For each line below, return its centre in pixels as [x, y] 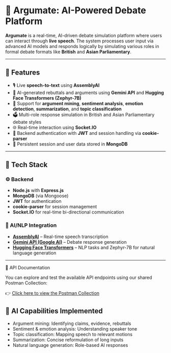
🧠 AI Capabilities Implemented [54, 311]
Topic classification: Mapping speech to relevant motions [73, 334]
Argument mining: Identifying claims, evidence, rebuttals [72, 323]
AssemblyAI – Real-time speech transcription [60, 237]
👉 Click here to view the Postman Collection [52, 293]
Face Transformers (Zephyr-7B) [47, 98]
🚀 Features [23, 73]
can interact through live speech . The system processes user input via [79, 41]
